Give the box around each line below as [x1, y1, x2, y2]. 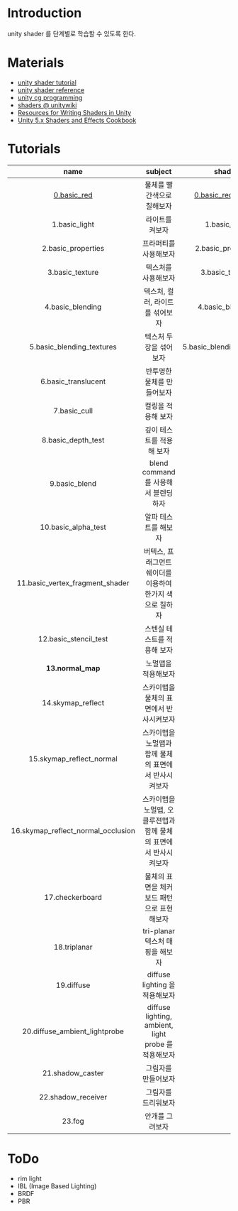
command [142, 467, 176, 477]
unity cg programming [17, 93, 83, 102]
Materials [7, 55, 64, 71]
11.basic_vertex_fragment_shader [16, 577, 130, 587]
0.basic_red [53, 190, 93, 200]
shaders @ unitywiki [17, 101, 77, 109]
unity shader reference [17, 85, 85, 94]
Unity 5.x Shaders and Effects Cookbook [17, 116, 137, 124]
